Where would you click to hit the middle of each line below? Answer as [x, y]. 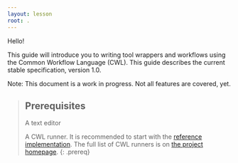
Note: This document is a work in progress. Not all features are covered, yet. [119, 83]
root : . [19, 21]
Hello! [16, 41]
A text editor [43, 123]
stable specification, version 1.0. [54, 70]
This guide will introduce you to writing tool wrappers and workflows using [117, 55]
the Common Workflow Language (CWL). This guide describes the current [116, 62]
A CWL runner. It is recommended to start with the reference [113, 137]
